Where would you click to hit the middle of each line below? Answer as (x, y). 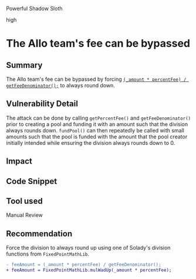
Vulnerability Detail (42, 104)
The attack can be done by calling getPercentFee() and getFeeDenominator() (99, 118)
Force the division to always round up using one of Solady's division (88, 248)
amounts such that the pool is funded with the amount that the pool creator (97, 137)
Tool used (24, 201)
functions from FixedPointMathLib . (48, 254)
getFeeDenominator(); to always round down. (61, 85)
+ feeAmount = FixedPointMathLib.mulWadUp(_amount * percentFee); (89, 270)
